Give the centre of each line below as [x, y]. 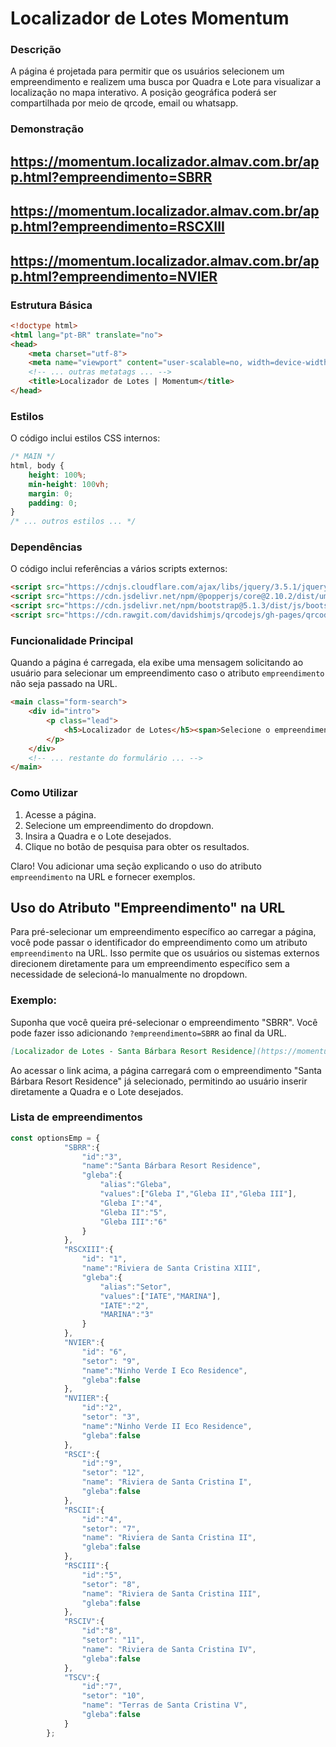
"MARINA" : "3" [127, 1315]
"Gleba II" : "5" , [133, 1212]
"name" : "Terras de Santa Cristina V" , [164, 1705]
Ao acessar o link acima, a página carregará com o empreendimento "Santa [166, 1070]
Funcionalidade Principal [72, 640]
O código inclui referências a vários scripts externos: [119, 569]
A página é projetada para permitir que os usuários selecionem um [147, 71]
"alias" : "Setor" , [135, 1287]
